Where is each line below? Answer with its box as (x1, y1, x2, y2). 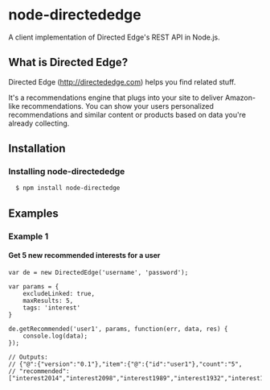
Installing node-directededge (8, 166, 125, 177)
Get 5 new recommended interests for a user (8, 251, 161, 260)
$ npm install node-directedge (15, 184, 121, 193)
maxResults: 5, (22, 297, 74, 305)
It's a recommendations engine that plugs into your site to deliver (8, 93, 223, 102)
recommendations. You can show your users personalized (21, 101, 215, 110)
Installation (8, 142, 66, 156)
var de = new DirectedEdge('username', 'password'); (8, 268, 189, 276)
